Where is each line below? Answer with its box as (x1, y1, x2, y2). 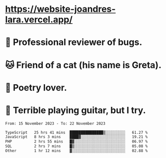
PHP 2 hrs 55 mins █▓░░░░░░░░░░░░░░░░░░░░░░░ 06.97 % (5, 139, 148, 144)
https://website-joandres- (5, 3, 116, 15)
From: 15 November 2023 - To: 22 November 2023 (5, 121, 106, 126)
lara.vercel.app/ (5, 14, 73, 25)
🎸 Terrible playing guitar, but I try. (5, 105, 146, 116)
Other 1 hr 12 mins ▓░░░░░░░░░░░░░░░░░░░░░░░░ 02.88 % (5, 149, 148, 154)
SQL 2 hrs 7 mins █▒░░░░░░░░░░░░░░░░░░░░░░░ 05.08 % (5, 144, 148, 149)
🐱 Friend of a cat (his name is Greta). (5, 59, 162, 70)
